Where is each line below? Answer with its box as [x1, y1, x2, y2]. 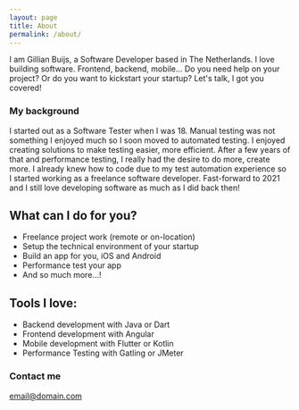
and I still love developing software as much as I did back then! [9, 182, 240, 193]
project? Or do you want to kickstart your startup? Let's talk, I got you [9, 73, 265, 84]
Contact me [9, 370, 62, 382]
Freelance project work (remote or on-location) [21, 231, 196, 242]
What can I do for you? [9, 208, 137, 223]
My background [9, 105, 80, 117]
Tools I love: [9, 296, 78, 311]
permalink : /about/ [9, 29, 82, 38]
